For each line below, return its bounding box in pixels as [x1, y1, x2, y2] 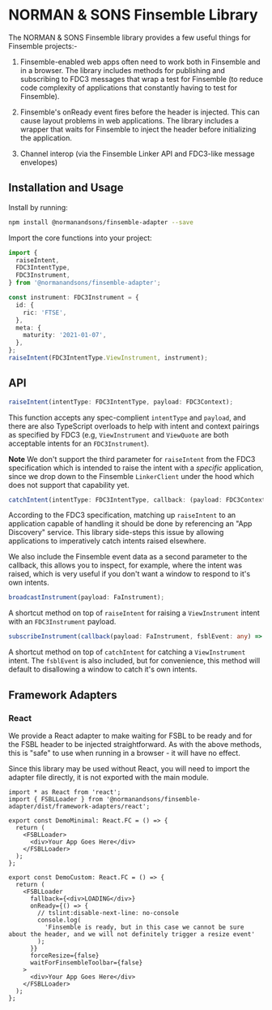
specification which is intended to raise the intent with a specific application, [8, 463, 264, 473]
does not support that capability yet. [8, 480, 130, 490]
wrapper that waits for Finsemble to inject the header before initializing [19, 124, 257, 134]
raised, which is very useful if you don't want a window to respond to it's [8, 569, 251, 579]
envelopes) [19, 157, 58, 167]
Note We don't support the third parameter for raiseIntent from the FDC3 [8, 454, 256, 464]
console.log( [37, 916, 82, 924]
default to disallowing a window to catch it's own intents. [8, 664, 198, 675]
